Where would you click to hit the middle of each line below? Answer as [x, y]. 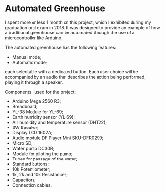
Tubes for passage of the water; [45, 159]
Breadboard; [25, 106]
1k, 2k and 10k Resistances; [40, 174]
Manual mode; [27, 57]
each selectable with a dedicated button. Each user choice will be [72, 71]
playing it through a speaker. [34, 82]
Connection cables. [32, 185]
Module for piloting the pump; [42, 154]
